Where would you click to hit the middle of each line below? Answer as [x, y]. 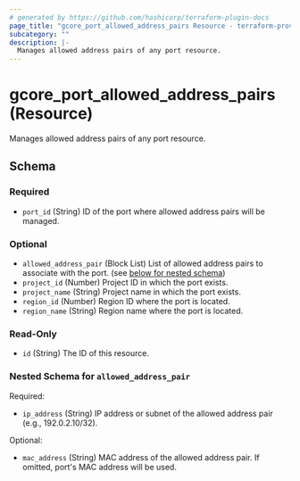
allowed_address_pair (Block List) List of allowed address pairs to [142, 263]
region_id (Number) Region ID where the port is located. [126, 302]
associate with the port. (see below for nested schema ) [124, 273]
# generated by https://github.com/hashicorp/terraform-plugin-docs [139, 17]
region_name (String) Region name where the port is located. [133, 311]
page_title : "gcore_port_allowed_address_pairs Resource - [121, 26]
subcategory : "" [39, 34]
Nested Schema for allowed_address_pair [100, 377]
